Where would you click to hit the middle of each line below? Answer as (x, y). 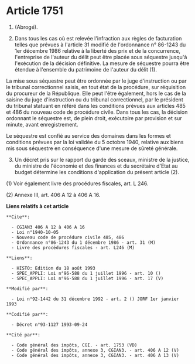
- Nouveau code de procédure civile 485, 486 (68, 237)
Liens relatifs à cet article (37, 206)
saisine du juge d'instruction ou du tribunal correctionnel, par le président (95, 99)
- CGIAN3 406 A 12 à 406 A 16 (48, 227)
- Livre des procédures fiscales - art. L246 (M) (73, 247)
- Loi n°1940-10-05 (35, 232)
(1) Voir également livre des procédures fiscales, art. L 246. (77, 183)
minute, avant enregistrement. (42, 124)
